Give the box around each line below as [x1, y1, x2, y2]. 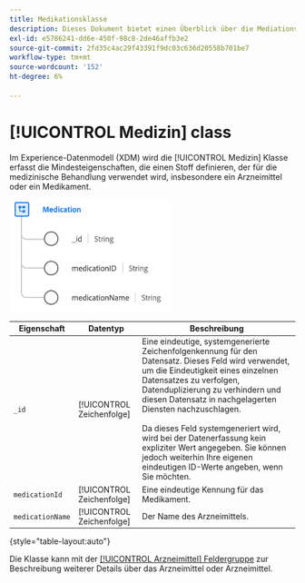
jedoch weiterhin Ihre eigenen [142, 452, 253, 463]
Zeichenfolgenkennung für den [142, 346, 258, 357]
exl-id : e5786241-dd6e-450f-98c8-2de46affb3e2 [9, 34, 189, 43]
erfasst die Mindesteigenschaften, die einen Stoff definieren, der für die [9, 162, 278, 173]
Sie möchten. [142, 471, 192, 482]
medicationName [13, 513, 71, 522]
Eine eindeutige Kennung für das [142, 484, 264, 495]
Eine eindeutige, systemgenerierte [142, 336, 271, 347]
